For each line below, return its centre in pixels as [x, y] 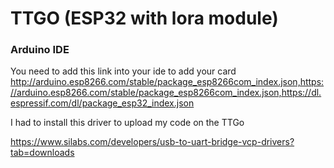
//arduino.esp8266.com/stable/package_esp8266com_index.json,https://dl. [166, 93]
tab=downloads [42, 153]
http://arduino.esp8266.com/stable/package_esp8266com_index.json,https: [167, 82]
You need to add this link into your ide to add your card [123, 71]
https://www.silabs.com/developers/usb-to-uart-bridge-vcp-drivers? [152, 142]
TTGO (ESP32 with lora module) [144, 18]
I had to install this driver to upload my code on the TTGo [127, 123]
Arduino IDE [40, 50]
